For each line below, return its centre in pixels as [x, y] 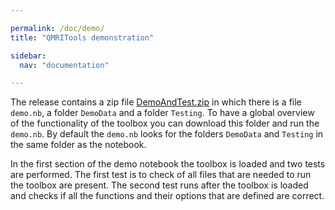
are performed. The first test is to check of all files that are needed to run [161, 175]
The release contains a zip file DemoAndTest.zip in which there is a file [156, 102]
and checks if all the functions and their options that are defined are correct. [167, 196]
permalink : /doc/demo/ [57, 28]
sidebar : [28, 56]
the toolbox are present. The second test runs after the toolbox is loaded [159, 185]
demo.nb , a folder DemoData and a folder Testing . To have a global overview [162, 113]
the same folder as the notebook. [78, 145]
